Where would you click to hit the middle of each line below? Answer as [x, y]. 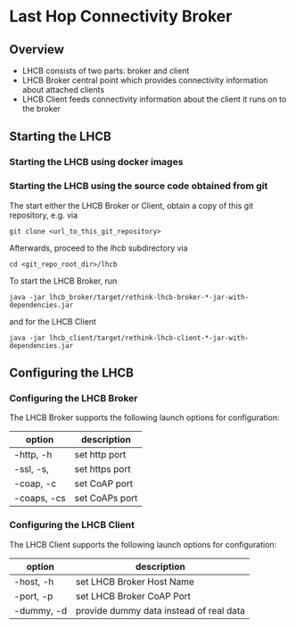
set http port [100, 455]
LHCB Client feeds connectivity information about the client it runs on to [154, 99]
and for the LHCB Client [53, 321]
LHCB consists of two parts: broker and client [106, 70]
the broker [41, 108]
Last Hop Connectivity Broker [121, 17]
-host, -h [34, 582]
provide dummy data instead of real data [160, 610]
